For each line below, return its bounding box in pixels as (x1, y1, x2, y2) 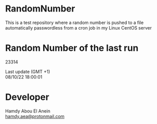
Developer (5, 91, 49, 103)
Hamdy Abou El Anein (5, 108, 51, 114)
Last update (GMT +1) (5, 68, 50, 74)
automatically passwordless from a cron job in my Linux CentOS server (5, 24, 152, 30)
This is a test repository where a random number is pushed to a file (5, 19, 144, 25)
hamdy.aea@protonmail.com (5, 113, 65, 119)
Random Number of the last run (5, 42, 139, 54)
